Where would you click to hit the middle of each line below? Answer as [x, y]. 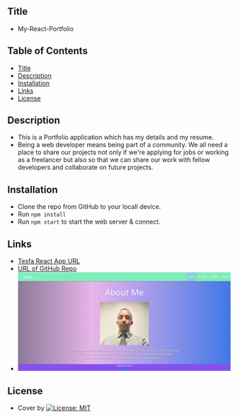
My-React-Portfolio [46, 28]
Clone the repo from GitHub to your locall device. [89, 207]
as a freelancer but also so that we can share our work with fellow [114, 160]
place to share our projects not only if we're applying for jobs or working [123, 152]
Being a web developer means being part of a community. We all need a [123, 145]
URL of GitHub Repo [47, 269]
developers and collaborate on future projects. [85, 167]
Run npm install [42, 214]
